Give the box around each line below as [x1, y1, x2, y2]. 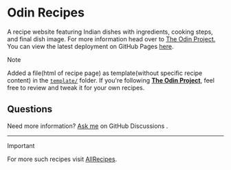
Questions [7, 103, 53, 115]
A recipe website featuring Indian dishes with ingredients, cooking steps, [7, 28, 213, 36]
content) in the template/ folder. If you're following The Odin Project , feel [7, 76, 215, 84]
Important [7, 141, 35, 149]
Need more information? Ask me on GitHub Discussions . [7, 122, 168, 130]
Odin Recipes [7, 5, 85, 21]
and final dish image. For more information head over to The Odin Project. [7, 34, 216, 43]
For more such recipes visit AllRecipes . [7, 155, 118, 163]
